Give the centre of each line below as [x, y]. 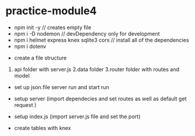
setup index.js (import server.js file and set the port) [77, 116]
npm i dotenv [30, 46]
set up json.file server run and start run [62, 87]
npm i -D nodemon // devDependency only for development [87, 33]
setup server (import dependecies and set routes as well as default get [100, 99]
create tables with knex [43, 128]
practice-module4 [51, 11]
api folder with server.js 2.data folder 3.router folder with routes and [97, 69]
